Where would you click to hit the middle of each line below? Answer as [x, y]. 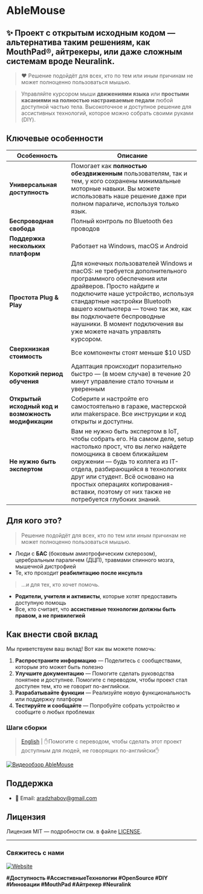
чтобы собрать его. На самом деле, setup [132, 439]
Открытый [25, 399]
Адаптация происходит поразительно [127, 366]
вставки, [84, 492]
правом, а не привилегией [50, 615]
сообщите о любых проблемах [55, 712]
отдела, [82, 469]
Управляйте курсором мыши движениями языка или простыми [105, 94]
